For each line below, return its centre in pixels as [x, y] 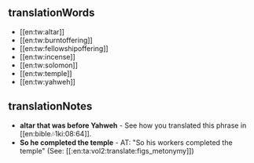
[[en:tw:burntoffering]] [56, 40]
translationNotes [50, 106]
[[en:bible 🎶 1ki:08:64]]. [55, 133]
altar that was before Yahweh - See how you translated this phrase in [133, 125]
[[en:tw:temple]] [46, 73]
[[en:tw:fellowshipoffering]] [64, 48]
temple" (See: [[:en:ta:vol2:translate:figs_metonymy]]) [107, 150]
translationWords [52, 13]
